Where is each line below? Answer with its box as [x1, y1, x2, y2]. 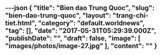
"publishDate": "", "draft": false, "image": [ [5, 34, 141, 43]
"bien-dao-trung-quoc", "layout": [5, 12, 111, 20]
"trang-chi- [112, 12, 149, 20]
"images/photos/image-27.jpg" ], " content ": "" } [5, 42, 158, 50]
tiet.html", [5, 19, 37, 27]
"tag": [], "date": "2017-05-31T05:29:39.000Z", [5, 27, 156, 35]
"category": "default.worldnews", [38, 19, 145, 27]
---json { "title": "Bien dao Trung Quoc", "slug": [5, 4, 155, 12]
